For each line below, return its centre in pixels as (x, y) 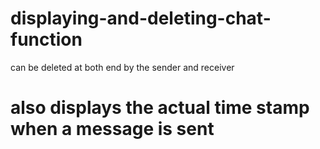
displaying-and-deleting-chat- (141, 18)
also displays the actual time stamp (160, 108)
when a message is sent (112, 129)
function (46, 39)
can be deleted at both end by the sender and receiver (122, 67)
